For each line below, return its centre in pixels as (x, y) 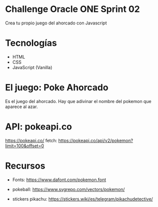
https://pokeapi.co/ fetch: (31, 140)
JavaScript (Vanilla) (32, 67)
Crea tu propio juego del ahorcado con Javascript (56, 23)
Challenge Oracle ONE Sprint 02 (73, 9)
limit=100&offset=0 (25, 146)
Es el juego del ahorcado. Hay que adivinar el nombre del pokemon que (78, 101)
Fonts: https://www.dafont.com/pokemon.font (59, 180)
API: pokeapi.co (39, 127)
